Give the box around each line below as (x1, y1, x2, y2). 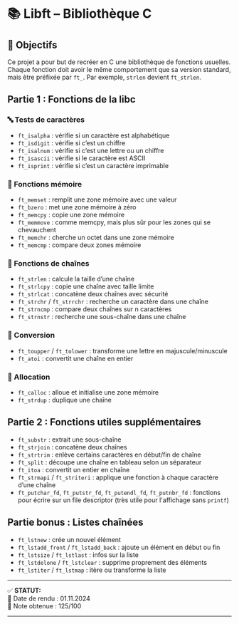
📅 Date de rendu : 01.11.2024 (7, 594, 91, 603)
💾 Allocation (7, 372, 51, 382)
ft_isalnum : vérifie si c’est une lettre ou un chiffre (17, 146, 165, 155)
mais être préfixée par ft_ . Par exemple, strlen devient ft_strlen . (7, 73, 201, 81)
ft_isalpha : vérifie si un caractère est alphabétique (17, 131, 170, 140)
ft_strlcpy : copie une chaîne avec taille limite (17, 282, 154, 291)
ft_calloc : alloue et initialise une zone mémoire (17, 388, 159, 396)
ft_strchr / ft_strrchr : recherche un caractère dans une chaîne (17, 297, 208, 306)
